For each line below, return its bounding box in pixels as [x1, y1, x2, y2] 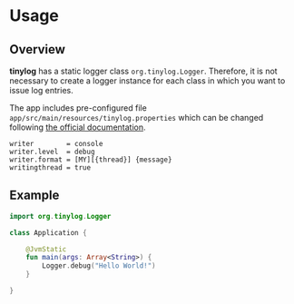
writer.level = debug [9, 147, 95, 156]
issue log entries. [9, 85, 74, 95]
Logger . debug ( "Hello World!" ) [42, 261, 156, 270]
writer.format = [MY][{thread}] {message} [9, 155, 172, 164]
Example [9, 188, 60, 203]
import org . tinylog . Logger [9, 211, 112, 221]
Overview [9, 42, 66, 57]
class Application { [9, 228, 88, 237]
